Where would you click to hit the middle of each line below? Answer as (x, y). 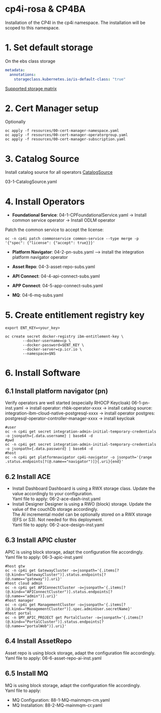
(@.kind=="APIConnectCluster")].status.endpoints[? (59, 592)
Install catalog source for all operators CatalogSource (59, 172)
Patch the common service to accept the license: (54, 230)
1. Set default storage (49, 48)
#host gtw (15, 566)
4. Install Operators (45, 201)
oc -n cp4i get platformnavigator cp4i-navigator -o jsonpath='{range (79, 458)
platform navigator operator (40, 257)
